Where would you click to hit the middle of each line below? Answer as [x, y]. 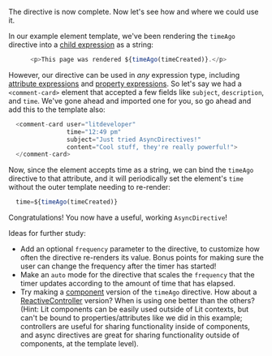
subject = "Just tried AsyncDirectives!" [134, 139]
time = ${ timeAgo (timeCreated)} [67, 202]
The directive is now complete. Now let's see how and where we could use [134, 12]
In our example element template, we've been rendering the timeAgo [122, 36]
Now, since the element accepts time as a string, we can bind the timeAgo [131, 170]
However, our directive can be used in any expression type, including [124, 75]
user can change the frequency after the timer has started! [118, 266]
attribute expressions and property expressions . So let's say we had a [125, 84]
